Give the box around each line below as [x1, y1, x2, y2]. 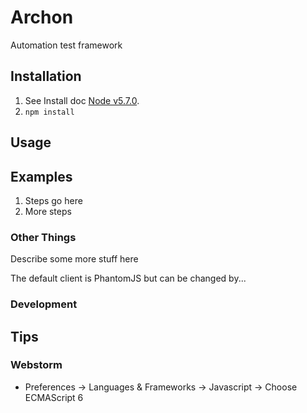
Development [10, 297, 78, 311]
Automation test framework [10, 39, 123, 51]
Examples [10, 168, 73, 185]
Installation [10, 68, 82, 85]
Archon [10, 6, 74, 29]
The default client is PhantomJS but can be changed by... [10, 272, 247, 285]
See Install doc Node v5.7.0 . [24, 94, 140, 106]
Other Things [10, 230, 77, 244]
